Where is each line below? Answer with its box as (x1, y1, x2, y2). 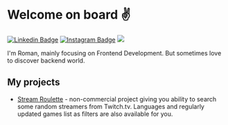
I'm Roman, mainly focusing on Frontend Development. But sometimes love (7, 49, 222, 57)
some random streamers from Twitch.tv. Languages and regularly (17, 102, 204, 110)
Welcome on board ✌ (7, 7, 131, 23)
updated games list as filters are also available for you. (17, 110, 173, 118)
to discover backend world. (7, 56, 85, 65)
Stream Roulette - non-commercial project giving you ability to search (17, 94, 217, 103)
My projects (7, 76, 60, 88)
